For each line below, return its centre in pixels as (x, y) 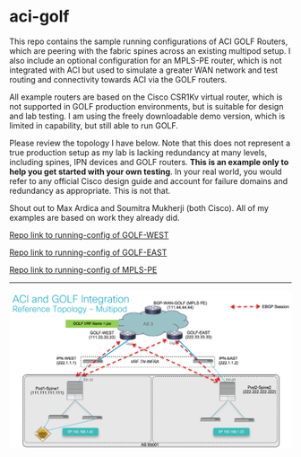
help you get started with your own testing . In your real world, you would (146, 171)
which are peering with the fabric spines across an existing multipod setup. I (150, 50)
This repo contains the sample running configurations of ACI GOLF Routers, (149, 41)
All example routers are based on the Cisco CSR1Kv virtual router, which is (146, 97)
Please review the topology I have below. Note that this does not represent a (150, 143)
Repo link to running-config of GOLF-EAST (88, 252)
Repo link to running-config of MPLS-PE (83, 269)
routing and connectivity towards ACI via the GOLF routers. (118, 79)
